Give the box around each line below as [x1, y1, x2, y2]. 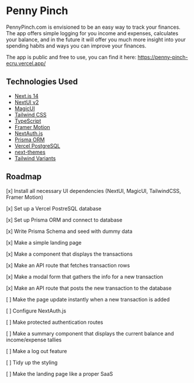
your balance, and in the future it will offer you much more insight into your [6, 36, 186, 43]
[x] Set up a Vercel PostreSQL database [6, 205, 102, 212]
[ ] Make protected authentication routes [6, 318, 103, 326]
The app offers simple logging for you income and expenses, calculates [6, 29, 179, 36]
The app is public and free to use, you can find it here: [6, 53, 137, 60]
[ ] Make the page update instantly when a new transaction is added [6, 296, 170, 303]
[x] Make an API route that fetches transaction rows [6, 262, 130, 269]
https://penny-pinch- [137, 53, 188, 60]
